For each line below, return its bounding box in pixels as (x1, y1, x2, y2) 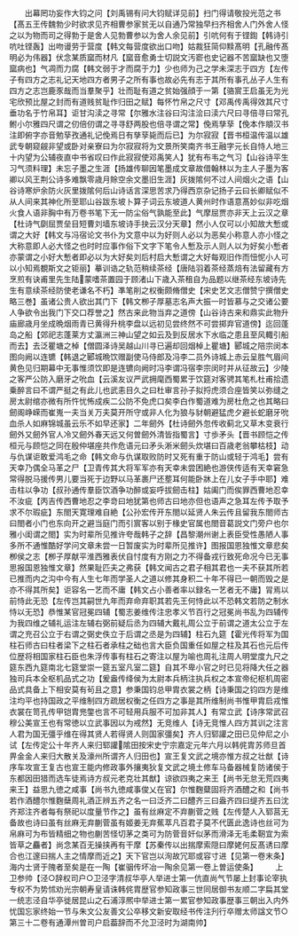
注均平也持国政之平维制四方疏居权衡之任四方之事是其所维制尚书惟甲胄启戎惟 (9, 696, 289, 705)
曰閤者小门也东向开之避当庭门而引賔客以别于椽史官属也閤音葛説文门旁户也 (9, 518, 281, 528)
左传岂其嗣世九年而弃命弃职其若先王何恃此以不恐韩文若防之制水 (55, 595, 289, 606)
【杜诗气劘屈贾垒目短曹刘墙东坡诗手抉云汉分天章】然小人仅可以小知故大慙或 (9, 218, 289, 229)
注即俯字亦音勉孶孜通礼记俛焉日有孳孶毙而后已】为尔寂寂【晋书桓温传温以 (9, 130, 281, 140)
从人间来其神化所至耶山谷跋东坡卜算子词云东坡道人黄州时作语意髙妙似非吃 (9, 196, 281, 207)
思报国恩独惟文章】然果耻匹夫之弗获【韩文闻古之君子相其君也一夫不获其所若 (9, 562, 289, 572)
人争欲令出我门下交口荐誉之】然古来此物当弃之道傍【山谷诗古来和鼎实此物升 (9, 307, 289, 318)
